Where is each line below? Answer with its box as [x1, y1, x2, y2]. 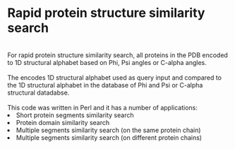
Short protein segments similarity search [16, 111, 134, 119]
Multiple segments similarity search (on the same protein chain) [16, 126, 201, 134]
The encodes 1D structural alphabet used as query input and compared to [7, 73, 222, 82]
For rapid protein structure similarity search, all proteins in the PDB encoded [7, 51, 228, 59]
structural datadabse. [7, 88, 70, 97]
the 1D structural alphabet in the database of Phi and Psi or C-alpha [7, 81, 203, 89]
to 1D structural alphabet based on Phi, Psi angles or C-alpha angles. [7, 58, 207, 66]
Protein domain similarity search [16, 118, 110, 126]
